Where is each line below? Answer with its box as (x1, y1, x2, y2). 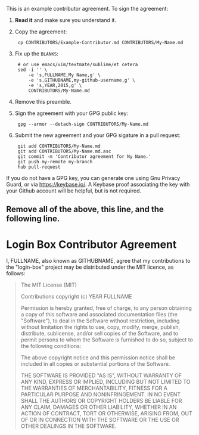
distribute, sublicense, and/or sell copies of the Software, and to (20, 330, 179, 337)
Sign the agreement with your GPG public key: (14, 110, 129, 117)
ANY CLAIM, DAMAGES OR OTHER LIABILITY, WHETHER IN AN (20, 403, 177, 411)
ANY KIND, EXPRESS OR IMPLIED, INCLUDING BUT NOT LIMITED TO (20, 378, 191, 386)
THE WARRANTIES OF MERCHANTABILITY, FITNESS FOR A (20, 384, 168, 392)
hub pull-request (17, 164, 61, 170)
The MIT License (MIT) (20, 281, 77, 288)
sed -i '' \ (17, 67, 48, 73)
